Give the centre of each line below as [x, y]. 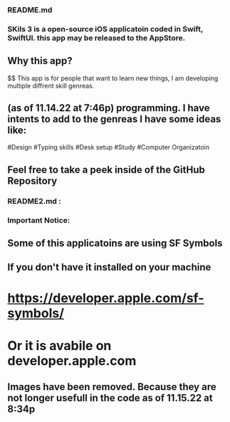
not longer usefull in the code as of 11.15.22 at [110, 398]
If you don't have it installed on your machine [109, 267]
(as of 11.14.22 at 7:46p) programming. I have [109, 108]
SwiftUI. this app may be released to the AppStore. [96, 38]
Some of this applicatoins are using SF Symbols [115, 243]
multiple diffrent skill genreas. [51, 85]
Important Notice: [39, 220]
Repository [32, 180]
